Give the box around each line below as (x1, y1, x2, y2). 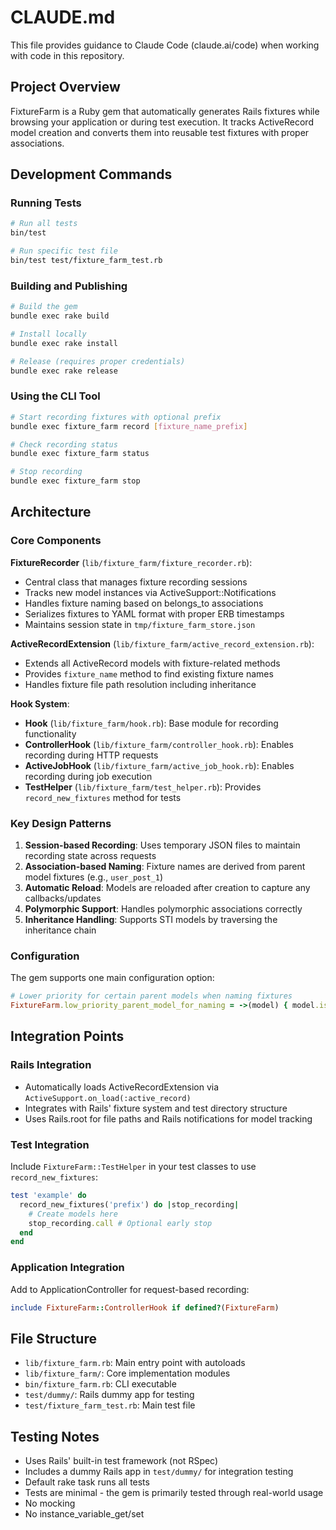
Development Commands (10, 166, 173, 183)
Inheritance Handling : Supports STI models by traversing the (24, 914, 278, 926)
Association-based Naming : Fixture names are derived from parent (24, 861, 306, 873)
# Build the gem (10, 302, 78, 312)
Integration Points (10, 1028, 125, 1045)
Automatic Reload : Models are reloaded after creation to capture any (24, 882, 311, 894)
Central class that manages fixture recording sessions (24, 576, 248, 588)
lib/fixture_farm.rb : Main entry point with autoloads (24, 1357, 246, 1369)
